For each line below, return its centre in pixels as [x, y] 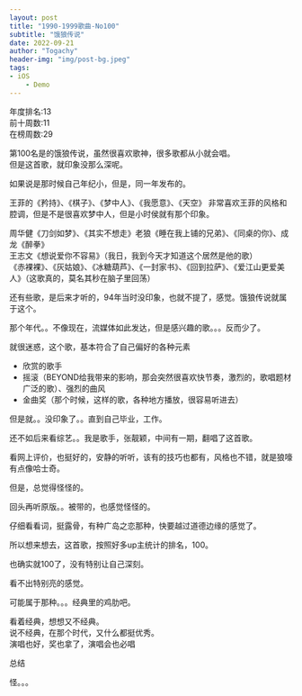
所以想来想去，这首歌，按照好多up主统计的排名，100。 [111, 545]
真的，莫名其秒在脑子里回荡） [100, 278]
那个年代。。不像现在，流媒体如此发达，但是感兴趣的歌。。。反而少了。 [137, 327]
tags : [19, 68]
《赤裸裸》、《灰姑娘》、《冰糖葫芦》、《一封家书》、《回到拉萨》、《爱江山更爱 [143, 267]
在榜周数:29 [31, 134]
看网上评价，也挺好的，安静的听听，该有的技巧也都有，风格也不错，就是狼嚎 [151, 456]
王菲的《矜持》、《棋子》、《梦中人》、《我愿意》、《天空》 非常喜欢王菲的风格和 [148, 203]
